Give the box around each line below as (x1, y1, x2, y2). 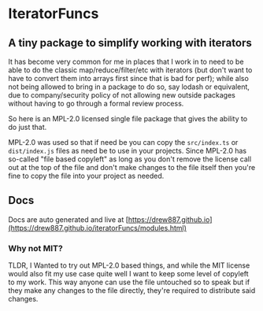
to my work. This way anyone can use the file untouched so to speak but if (8, 277, 250, 287)
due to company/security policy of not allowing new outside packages (8, 91, 236, 99)
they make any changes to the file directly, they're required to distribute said (8, 286, 256, 295)
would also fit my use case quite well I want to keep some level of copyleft (8, 269, 250, 279)
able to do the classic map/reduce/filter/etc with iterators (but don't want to (8, 65, 253, 75)
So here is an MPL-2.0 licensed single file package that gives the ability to (8, 114, 248, 123)
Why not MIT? (8, 243, 63, 254)
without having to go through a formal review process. (8, 99, 184, 108)
